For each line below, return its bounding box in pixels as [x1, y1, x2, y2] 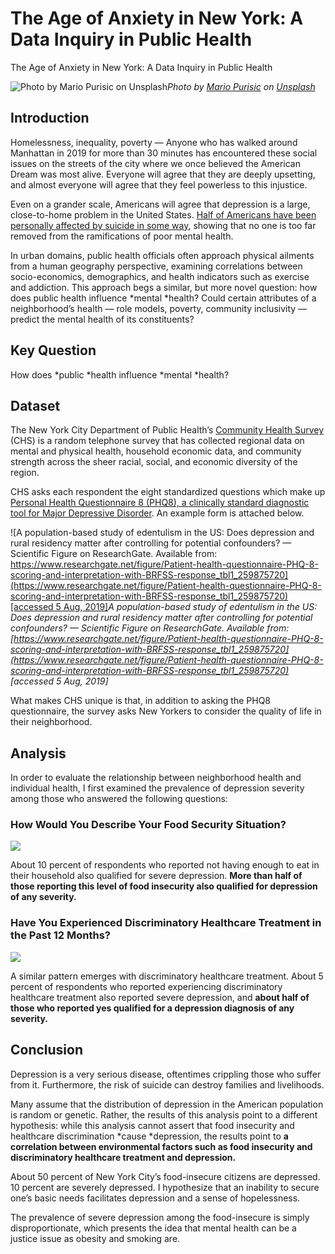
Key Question [10, 342, 97, 359]
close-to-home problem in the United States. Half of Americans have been [10, 208, 317, 221]
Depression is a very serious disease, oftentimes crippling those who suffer [10, 1068, 322, 1080]
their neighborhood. [10, 716, 93, 728]
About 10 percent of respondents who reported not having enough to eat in [10, 859, 320, 871]
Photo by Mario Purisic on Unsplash [167, 80, 316, 92]
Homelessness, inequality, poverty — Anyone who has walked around [10, 136, 298, 148]
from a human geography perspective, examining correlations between [10, 260, 303, 272]
